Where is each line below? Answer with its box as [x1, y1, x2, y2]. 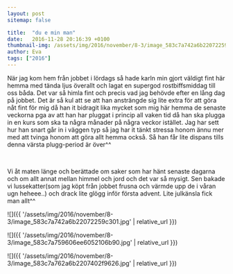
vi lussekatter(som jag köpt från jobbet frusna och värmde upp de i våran [7, 182, 216, 190]
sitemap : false [7, 17, 51, 24]
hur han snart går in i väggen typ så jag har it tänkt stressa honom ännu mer [7, 126, 224, 134]
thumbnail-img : [7, 42, 51, 49]
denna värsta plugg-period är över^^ [7, 140, 112, 148]
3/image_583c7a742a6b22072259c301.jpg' [7, 217, 132, 225]
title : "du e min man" [7, 29, 76, 36]
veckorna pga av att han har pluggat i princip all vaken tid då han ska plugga [7, 110, 225, 119]
